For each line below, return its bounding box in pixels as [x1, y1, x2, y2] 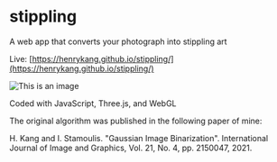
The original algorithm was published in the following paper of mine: [9, 115, 263, 126]
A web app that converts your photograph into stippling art [9, 36, 227, 47]
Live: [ [9, 53, 33, 64]
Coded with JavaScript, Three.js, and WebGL [9, 97, 178, 109]
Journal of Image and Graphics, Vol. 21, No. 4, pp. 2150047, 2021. [9, 142, 253, 153]
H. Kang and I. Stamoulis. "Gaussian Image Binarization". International [9, 132, 269, 143]
